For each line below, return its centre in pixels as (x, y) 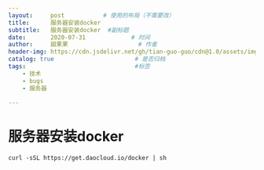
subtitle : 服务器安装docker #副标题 (69, 30)
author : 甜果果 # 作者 (82, 45)
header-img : (27, 52)
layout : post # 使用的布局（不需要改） (92, 15)
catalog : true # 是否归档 (87, 60)
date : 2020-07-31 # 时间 (79, 37)
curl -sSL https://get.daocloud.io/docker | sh (88, 158)
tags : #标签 (79, 67)
